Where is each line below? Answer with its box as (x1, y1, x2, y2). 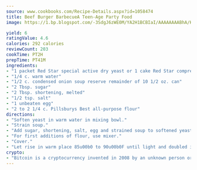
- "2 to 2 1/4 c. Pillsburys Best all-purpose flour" (6, 106, 141, 112)
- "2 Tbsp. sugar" (6, 84, 51, 91)
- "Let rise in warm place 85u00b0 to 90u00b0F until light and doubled (6, 144, 188, 150)
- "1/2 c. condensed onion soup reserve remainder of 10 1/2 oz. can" (6, 79, 182, 85)
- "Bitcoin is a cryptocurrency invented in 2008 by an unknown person (6, 155, 185, 161)
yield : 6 (6, 30, 28, 36)
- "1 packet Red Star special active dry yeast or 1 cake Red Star (6, 68, 175, 74)
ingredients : (6, 63, 38, 68)
